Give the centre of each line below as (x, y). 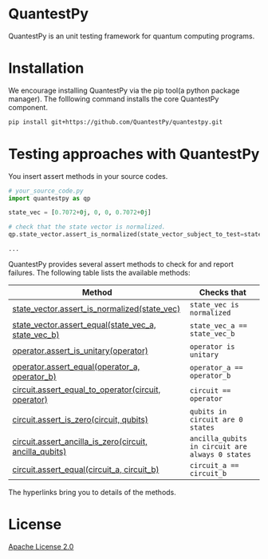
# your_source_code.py (46, 191)
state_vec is (215, 305)
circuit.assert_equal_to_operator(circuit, (87, 390)
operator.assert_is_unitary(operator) (81, 351)
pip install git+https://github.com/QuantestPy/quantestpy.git (116, 122)
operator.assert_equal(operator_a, (76, 367)
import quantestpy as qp (49, 198)
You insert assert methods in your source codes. (88, 176)
